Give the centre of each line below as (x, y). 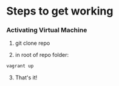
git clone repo (32, 43)
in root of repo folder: (42, 55)
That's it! (26, 78)
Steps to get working (60, 11)
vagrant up (20, 66)
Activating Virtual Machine (47, 30)
